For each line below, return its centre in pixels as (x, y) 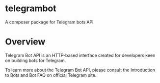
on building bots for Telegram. (36, 60)
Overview (25, 42)
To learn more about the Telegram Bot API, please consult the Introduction (80, 70)
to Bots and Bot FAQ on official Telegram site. (51, 75)
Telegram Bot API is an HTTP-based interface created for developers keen (80, 55)
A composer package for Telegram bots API (49, 22)
